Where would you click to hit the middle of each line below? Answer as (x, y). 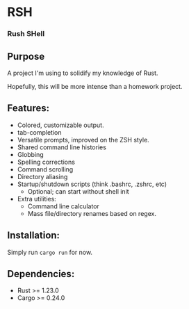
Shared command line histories (61, 147)
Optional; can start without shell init (79, 191)
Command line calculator (63, 206)
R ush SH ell (26, 34)
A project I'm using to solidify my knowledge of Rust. (83, 73)
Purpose (26, 56)
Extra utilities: (37, 199)
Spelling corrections (46, 162)
